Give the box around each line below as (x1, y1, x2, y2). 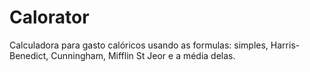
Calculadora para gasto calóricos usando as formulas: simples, (9, 39, 269, 51)
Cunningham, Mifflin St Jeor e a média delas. (50, 49, 236, 61)
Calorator (9, 6, 90, 29)
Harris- (270, 39, 301, 51)
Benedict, (9, 49, 49, 61)
